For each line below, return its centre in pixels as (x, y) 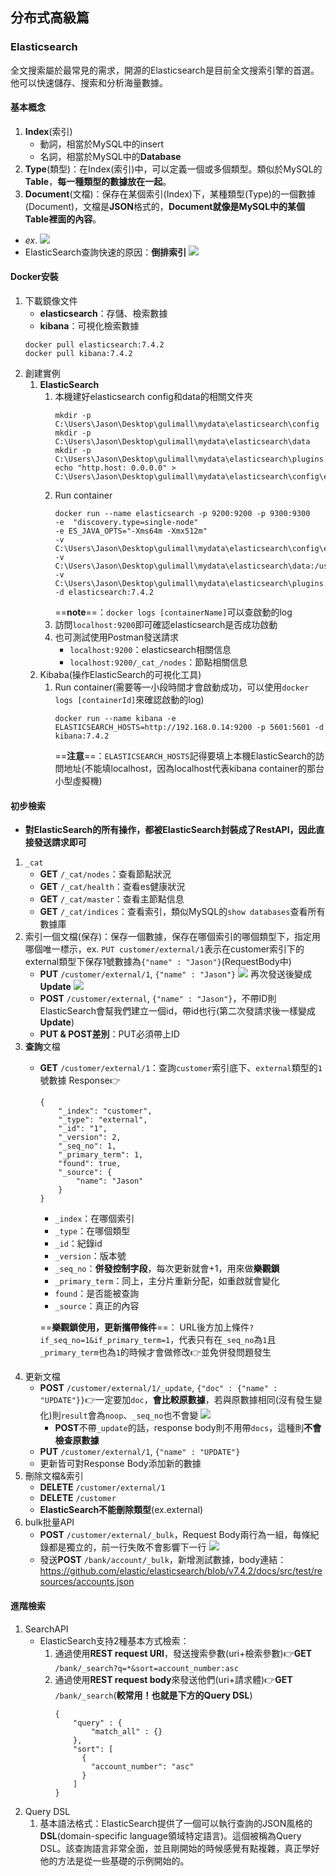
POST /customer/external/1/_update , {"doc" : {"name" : (158, 1388)
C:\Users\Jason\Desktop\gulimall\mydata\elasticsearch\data (182, 442)
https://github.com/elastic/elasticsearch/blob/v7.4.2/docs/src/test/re (181, 1571)
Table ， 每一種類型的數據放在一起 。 (98, 181)
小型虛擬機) (78, 781)
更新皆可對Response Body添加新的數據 (120, 1464)
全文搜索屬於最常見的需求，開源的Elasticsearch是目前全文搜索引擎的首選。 (165, 70)
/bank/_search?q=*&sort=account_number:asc (146, 1668)
